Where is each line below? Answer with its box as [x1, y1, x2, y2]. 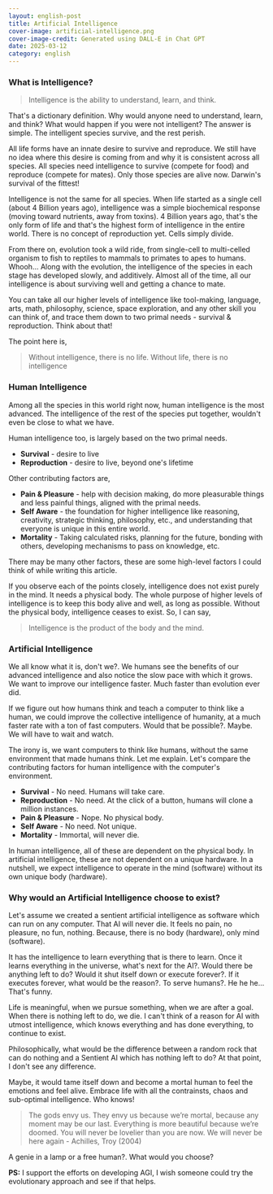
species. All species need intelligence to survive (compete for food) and [8, 161, 249, 171]
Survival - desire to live [19, 448, 100, 458]
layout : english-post [8, 11, 82, 20]
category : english [8, 50, 71, 58]
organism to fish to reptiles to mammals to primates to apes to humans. [8, 253, 246, 263]
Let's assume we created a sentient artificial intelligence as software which [8, 911, 260, 921]
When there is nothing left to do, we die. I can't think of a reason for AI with [8, 1011, 260, 1021]
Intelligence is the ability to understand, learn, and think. [28, 95, 217, 105]
